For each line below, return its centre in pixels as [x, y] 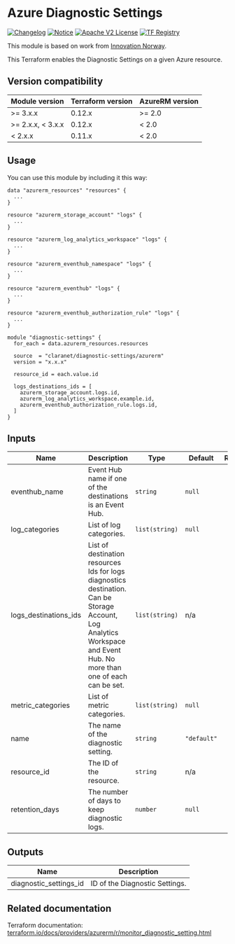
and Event [104, 651]
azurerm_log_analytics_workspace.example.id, [87, 398]
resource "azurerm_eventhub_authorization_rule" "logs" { [93, 313]
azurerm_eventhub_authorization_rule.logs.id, [89, 405]
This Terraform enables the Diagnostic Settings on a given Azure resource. [115, 59]
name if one [107, 479]
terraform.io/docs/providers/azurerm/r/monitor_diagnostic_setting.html [109, 932]
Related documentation [59, 908]
